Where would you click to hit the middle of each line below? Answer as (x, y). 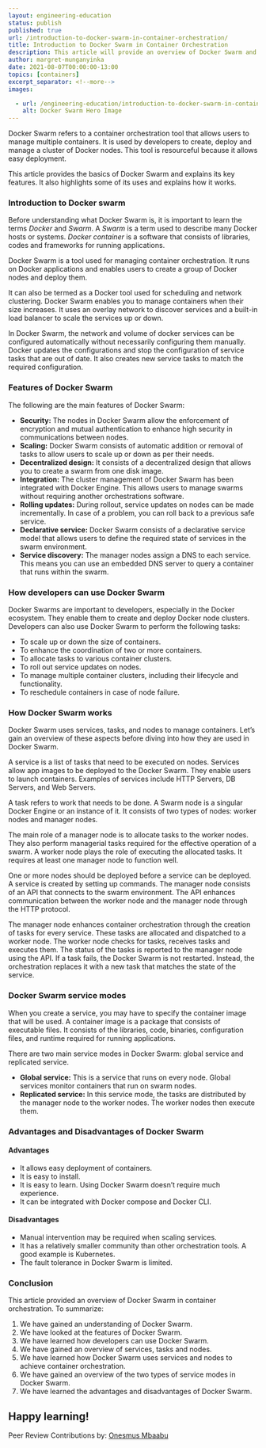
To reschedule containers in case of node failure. (100, 692)
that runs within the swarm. (64, 572)
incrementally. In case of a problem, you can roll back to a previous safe (137, 513)
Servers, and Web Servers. (52, 787)
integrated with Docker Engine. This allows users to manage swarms (131, 487)
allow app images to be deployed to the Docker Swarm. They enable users (130, 771)
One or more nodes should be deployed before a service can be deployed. (130, 875)
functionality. (41, 684)
